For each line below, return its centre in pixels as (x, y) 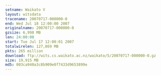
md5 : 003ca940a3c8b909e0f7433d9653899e (46, 65)
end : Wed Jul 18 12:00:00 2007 (37, 23)
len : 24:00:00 (20, 37)
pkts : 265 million (24, 51)
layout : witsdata (23, 14)
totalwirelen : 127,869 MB (32, 46)
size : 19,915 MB (22, 60)
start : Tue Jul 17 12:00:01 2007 (40, 42)
